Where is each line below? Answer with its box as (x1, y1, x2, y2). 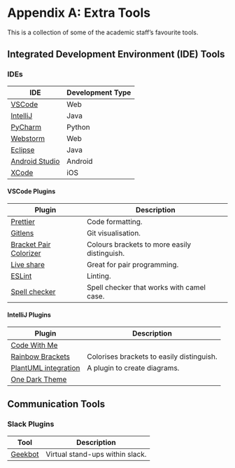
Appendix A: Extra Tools (7, 5, 151, 21)
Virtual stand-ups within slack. (45, 449, 147, 459)
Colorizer (10, 248, 41, 258)
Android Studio (10, 156, 60, 166)
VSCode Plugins (7, 187, 56, 195)
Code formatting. (86, 216, 143, 226)
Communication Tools (7, 398, 106, 411)
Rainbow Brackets (10, 352, 70, 362)
